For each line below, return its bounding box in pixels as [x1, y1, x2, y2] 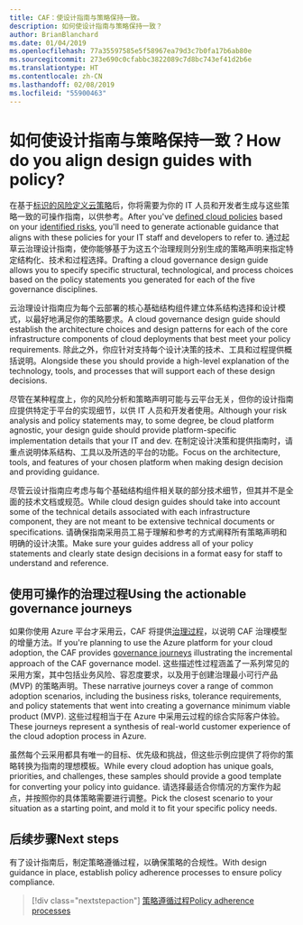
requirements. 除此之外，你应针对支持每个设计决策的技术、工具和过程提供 [9, 344, 285, 355]
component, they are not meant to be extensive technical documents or [9, 516, 275, 527]
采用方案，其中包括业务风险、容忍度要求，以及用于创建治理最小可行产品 [9, 669, 278, 681]
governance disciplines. [9, 284, 98, 295]
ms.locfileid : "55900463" [9, 88, 106, 97]
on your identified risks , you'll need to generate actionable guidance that [9, 222, 280, 233]
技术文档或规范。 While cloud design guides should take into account [24, 497, 281, 508]
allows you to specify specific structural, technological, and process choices [9, 265, 294, 276]
